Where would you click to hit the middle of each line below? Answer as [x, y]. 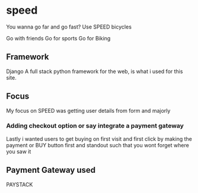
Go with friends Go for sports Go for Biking [58, 38]
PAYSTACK [20, 184]
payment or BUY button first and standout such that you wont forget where [98, 145]
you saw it [19, 151]
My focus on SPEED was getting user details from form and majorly [88, 110]
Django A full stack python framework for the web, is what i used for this [95, 71]
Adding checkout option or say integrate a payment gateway [95, 126]
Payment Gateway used [51, 170]
